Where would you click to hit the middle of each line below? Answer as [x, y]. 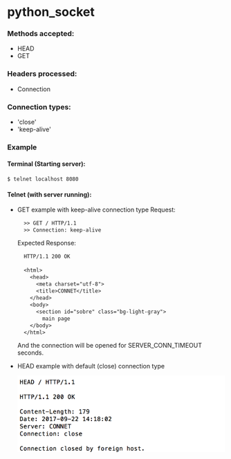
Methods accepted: [41, 34]
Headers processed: [42, 74]
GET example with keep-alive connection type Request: [96, 210]
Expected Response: [46, 243]
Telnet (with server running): [49, 194]
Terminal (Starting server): [46, 164]
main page [56, 319]
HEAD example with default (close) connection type [91, 366]
